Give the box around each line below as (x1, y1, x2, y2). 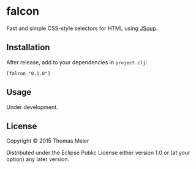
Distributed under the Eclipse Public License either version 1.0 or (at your (6, 149, 190, 157)
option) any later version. (6, 156, 69, 163)
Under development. (6, 103, 58, 111)
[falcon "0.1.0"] (6, 70, 51, 77)
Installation (6, 42, 50, 53)
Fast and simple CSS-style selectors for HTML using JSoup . (6, 24, 158, 32)
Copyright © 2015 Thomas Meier (6, 137, 89, 145)
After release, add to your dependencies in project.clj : (6, 58, 148, 66)
